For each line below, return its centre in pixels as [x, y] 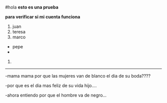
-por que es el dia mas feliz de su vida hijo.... [51, 86]
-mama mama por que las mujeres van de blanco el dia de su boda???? [78, 76]
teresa [19, 32]
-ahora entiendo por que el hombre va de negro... [56, 95]
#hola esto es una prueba [32, 7]
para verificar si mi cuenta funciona [43, 17]
